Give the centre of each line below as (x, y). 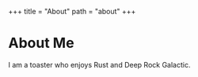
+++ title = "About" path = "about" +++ (72, 11)
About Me (41, 43)
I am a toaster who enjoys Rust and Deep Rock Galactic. (99, 64)
